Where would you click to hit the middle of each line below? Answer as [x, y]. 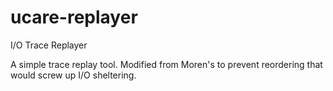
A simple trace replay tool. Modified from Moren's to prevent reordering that [166, 64]
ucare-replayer [74, 17]
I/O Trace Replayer [49, 45]
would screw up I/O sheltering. [73, 75]
